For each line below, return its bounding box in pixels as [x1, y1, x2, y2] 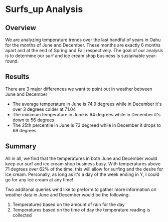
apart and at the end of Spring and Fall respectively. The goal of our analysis [5, 48, 163, 53]
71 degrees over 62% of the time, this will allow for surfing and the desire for [5, 166, 163, 172]
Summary [5, 142, 37, 151]
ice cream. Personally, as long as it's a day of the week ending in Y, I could [5, 171, 159, 177]
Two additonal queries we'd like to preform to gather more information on [5, 186, 156, 192]
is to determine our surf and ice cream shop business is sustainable [5, 53, 145, 59]
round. [5, 58, 19, 64]
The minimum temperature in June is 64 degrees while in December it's [12, 111, 161, 117]
